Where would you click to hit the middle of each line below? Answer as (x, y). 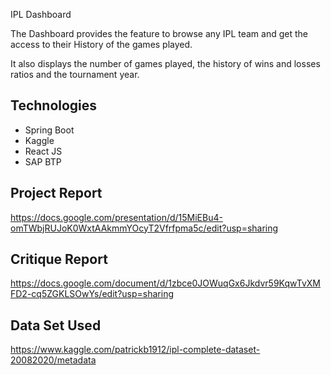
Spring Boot (49, 130)
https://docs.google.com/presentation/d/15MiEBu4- (116, 217)
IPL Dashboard (41, 14)
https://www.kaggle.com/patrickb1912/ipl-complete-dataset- (135, 350)
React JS (43, 151)
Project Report (56, 193)
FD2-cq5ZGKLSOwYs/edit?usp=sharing (92, 294)
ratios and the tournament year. (75, 74)
